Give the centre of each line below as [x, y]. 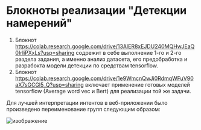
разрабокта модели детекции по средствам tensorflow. [87, 65]
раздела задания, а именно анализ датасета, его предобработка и [101, 59]
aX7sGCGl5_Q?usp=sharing [49, 84]
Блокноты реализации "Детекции [97, 11]
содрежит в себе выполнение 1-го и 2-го [129, 52]
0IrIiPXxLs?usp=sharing [45, 52]
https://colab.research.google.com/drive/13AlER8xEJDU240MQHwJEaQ [105, 46]
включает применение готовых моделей [138, 84]
